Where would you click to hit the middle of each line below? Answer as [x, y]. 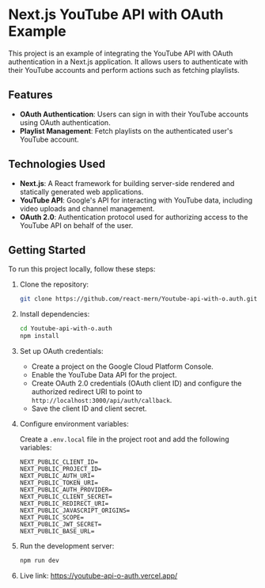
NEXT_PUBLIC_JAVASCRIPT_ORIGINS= [75, 510]
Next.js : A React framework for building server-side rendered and [127, 183]
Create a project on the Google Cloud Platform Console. [122, 366]
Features [30, 95]
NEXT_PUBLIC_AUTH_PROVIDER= [66, 490]
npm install [39, 336]
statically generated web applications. [81, 192]
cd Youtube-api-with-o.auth [66, 329]
